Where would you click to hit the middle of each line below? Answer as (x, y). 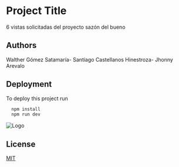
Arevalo (16, 66)
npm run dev (26, 115)
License (21, 144)
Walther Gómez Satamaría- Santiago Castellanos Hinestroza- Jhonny (89, 59)
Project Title (36, 11)
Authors (21, 45)
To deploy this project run (37, 98)
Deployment (29, 84)
